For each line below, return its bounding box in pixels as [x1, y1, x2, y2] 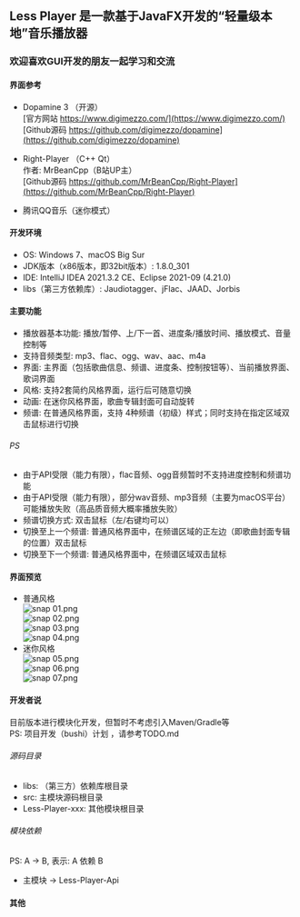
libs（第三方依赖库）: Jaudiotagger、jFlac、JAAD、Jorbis [22, 283, 241, 294]
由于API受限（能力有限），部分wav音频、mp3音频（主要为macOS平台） [22, 492, 291, 503]
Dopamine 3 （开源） [22, 101, 103, 112]
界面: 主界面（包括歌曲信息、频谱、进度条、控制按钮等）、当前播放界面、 [22, 362, 295, 373]
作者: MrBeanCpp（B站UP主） [22, 164, 137, 175]
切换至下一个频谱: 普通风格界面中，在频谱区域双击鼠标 [22, 549, 227, 560]
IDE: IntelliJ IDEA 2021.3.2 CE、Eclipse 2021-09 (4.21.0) [22, 272, 232, 283]
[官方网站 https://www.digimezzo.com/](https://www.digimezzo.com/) [22, 113, 286, 124]
